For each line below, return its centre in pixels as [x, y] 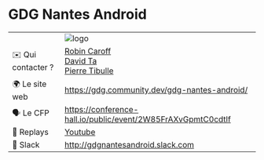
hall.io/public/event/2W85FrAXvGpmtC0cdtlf [148, 119]
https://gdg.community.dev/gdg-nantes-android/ [156, 90]
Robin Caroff [88, 51]
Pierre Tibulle [89, 71]
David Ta [81, 60]
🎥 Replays [31, 132]
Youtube [80, 132]
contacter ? [33, 67]
